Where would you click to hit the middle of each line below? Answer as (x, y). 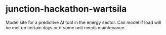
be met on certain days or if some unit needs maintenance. (65, 27)
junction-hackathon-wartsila (66, 9)
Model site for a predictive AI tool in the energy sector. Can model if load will (83, 22)
